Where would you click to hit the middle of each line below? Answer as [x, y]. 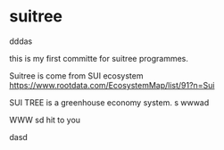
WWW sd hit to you [45, 120]
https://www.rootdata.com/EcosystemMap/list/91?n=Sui [112, 85]
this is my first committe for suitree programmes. [99, 58]
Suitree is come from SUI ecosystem [76, 75]
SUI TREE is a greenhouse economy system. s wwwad [109, 102]
